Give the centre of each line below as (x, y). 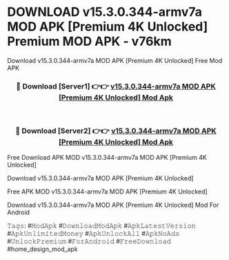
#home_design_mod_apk (42, 249)
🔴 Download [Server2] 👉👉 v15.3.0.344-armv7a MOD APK (116, 131)
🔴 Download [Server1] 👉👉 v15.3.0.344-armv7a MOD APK (116, 86)
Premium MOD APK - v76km (89, 41)
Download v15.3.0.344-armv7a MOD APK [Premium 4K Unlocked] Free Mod (115, 60)
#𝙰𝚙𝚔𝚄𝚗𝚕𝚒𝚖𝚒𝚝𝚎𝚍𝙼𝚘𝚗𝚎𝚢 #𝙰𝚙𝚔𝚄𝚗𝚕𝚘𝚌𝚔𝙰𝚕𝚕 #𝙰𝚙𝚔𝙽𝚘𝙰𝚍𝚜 (93, 233)
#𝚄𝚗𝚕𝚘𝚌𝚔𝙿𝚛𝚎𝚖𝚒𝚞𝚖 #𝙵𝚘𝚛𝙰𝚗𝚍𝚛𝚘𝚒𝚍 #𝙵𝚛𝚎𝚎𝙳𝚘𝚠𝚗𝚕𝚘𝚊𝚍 (89, 241)
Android (18, 212)
